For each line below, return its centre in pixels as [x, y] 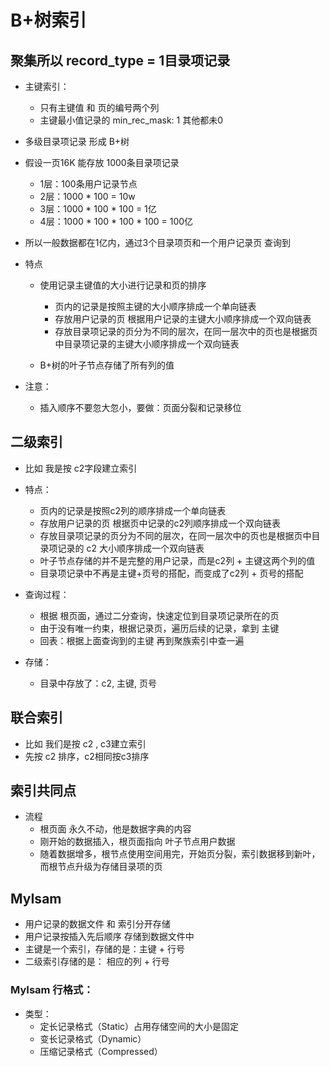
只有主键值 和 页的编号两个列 [99, 107]
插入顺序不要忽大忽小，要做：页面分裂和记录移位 [140, 407]
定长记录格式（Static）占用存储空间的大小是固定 [139, 1026]
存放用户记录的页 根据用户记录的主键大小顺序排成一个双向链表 [183, 319]
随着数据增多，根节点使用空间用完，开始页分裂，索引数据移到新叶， [180, 854]
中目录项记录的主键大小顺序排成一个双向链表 [147, 344]
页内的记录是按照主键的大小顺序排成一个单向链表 [155, 306]
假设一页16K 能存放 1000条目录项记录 [102, 162]
